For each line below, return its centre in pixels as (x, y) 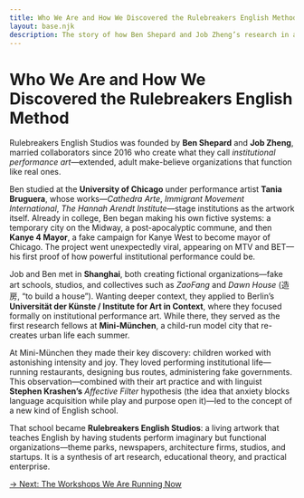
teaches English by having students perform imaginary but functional (138, 438)
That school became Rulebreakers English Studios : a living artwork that (144, 428)
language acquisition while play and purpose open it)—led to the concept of (151, 401)
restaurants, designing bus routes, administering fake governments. (166, 372)
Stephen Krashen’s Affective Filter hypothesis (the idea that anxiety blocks (150, 391)
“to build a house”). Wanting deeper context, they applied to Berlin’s (147, 296)
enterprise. (30, 466)
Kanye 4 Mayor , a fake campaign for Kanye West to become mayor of (140, 237)
